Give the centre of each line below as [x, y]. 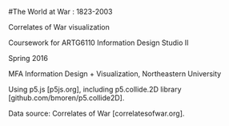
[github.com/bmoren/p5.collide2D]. [66, 98]
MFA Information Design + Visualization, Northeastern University [115, 74]
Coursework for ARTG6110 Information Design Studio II [99, 43]
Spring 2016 [28, 58]
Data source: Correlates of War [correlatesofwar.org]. [96, 113]
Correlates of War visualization [59, 27]
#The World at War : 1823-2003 [61, 12]
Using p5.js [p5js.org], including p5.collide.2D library [95, 89]
